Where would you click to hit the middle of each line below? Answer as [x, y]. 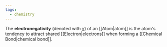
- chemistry [22, 14]
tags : [11, 10]
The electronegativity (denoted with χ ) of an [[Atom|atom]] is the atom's [80, 28]
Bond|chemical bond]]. [29, 39]
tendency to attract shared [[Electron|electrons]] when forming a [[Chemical [84, 34]
